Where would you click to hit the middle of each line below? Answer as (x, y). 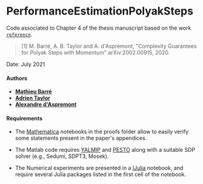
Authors (17, 78)
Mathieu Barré (33, 91)
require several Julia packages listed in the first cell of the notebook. (101, 174)
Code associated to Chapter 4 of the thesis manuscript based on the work (99, 28)
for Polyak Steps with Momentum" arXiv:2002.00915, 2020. (95, 52)
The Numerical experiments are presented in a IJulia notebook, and (99, 168)
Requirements (25, 118)
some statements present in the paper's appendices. (81, 138)
